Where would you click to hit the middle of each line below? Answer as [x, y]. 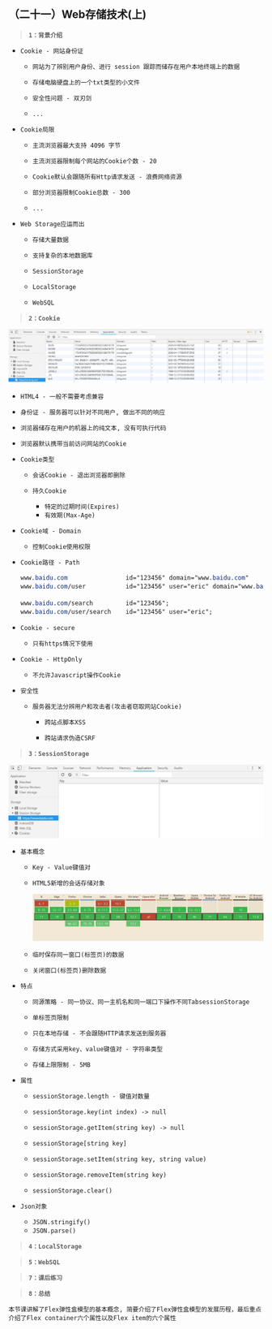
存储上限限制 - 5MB [61, 1065]
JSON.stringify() [62, 1222]
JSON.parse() [54, 1231]
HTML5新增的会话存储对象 [68, 883]
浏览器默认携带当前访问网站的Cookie [73, 444]
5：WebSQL [44, 1262]
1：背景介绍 [45, 35]
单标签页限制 [50, 1017]
